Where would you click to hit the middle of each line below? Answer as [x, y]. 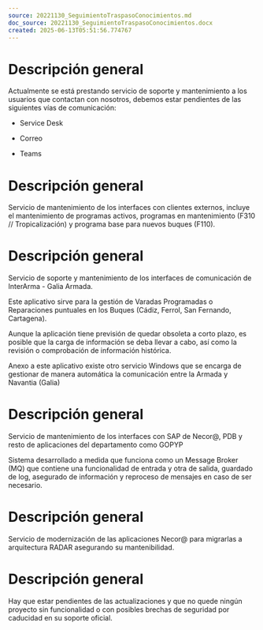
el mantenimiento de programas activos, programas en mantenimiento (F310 [132, 216]
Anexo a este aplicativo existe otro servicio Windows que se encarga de [125, 366]
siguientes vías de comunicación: [62, 108]
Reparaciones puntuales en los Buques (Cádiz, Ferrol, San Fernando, [120, 310]
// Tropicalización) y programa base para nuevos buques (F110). [112, 224]
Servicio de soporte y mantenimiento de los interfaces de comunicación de [130, 278]
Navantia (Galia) [34, 383]
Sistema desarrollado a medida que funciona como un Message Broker [123, 460]
